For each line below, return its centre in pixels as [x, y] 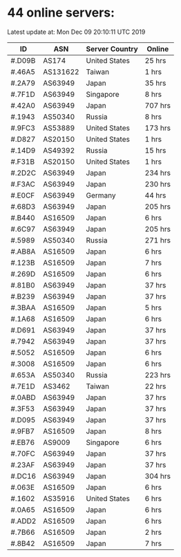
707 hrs [158, 105]
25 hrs [155, 60]
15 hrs [155, 150]
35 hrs [155, 83]
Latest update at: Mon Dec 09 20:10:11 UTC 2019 [76, 32]
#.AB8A [23, 252]
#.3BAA [23, 308]
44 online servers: [61, 13]
